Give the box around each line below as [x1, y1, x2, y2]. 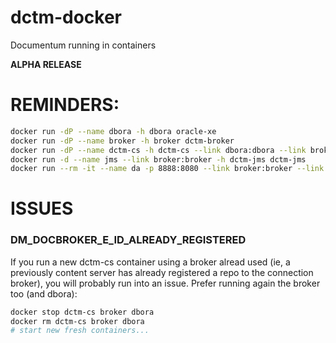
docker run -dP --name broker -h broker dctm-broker [10, 136, 235, 146]
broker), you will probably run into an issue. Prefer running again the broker [10, 277, 321, 289]
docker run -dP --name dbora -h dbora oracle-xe [10, 126, 217, 136]
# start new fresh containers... [10, 326, 150, 336]
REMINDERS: [10, 94, 120, 116]
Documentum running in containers [10, 39, 157, 51]
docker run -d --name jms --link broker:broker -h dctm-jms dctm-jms [10, 154, 307, 165]
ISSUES [10, 197, 74, 220]
